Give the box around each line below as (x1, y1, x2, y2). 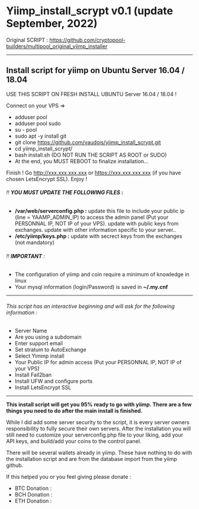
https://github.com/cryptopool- (49, 36, 126, 43)
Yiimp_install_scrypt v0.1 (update (6, 4, 174, 18)
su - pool (14, 126, 37, 133)
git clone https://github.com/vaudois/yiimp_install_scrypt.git (14, 138, 161, 146)
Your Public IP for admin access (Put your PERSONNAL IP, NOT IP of (14, 359, 182, 366)
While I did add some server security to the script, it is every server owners (6, 419, 190, 426)
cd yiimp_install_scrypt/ (14, 145, 73, 152)
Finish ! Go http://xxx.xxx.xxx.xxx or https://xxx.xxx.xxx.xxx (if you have (6, 169, 181, 176)
